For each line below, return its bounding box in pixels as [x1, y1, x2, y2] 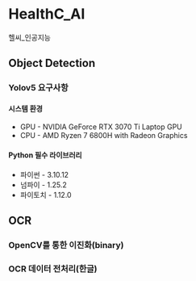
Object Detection [8, 57, 95, 70]
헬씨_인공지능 [8, 32, 51, 42]
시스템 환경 [8, 103, 43, 113]
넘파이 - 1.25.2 [19, 179, 67, 190]
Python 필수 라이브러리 [8, 150, 82, 160]
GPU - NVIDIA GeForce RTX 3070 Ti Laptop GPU [19, 122, 183, 132]
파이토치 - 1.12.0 [19, 190, 72, 199]
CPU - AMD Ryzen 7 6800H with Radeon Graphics [19, 131, 188, 140]
